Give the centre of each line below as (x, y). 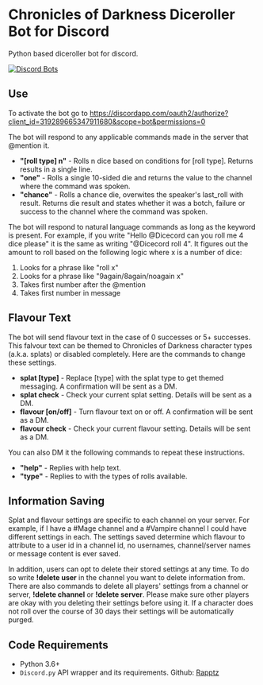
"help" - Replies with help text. (70, 467)
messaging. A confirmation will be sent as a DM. (99, 386)
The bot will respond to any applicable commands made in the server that (128, 137)
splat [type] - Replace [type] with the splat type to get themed (122, 377)
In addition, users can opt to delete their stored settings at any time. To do (129, 569)
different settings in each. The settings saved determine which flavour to (127, 537)
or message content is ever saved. (65, 554)
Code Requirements (58, 645)
